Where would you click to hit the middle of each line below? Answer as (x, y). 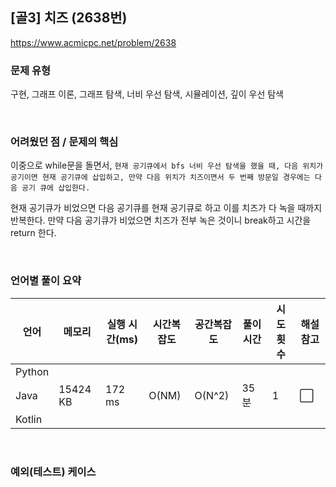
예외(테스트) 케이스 (53, 471)
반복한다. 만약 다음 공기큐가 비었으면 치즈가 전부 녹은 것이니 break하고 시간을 (161, 220)
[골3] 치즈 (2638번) (69, 18)
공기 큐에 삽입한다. (56, 188)
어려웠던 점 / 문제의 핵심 (64, 142)
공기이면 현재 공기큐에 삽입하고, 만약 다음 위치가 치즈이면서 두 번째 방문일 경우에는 (160, 178)
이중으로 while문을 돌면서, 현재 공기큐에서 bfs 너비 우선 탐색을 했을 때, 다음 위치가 (167, 165)
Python (32, 371)
